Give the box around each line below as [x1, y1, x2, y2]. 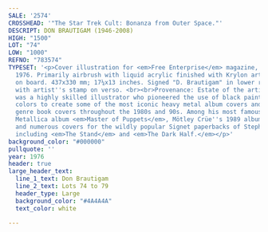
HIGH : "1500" [8, 33, 52, 42]
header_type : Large [15, 189, 81, 198]
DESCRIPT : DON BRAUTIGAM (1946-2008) [8, 26, 134, 34]
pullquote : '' [8, 145, 56, 153]
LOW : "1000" [8, 49, 48, 57]
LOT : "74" [8, 41, 41, 49]
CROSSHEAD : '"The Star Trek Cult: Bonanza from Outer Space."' [8, 19, 223, 27]
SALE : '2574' [8, 11, 52, 20]
